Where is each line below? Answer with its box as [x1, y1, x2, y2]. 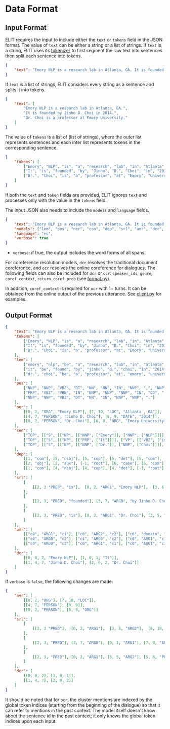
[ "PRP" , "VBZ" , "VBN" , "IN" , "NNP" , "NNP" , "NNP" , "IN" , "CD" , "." [23, 390, 168, 395]
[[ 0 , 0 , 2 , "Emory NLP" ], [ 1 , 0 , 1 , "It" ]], [23, 555, 119, 560]
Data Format [5, 3, 58, 15]
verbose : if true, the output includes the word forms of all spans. [12, 249, 146, 256]
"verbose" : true [14, 236, 49, 241]
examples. [5, 296, 27, 302]
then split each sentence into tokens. [5, 53, 82, 59]
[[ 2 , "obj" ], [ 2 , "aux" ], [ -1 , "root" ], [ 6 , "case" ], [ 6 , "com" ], [23, 461, 166, 466]
